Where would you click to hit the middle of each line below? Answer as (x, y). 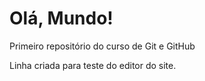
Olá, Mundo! (61, 18)
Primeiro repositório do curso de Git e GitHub (102, 46)
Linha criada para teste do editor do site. (93, 65)
